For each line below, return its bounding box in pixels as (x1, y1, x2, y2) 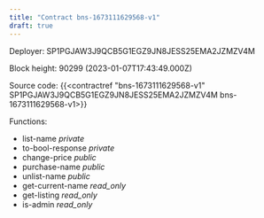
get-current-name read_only (21, 180, 127, 191)
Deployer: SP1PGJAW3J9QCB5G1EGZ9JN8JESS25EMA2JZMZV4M (9, 45, 255, 56)
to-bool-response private (21, 143, 115, 153)
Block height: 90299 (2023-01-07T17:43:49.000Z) (9, 63, 193, 74)
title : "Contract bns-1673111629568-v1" (9, 12, 161, 22)
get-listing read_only (21, 190, 97, 200)
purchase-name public (21, 161, 105, 172)
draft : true (9, 21, 53, 30)
